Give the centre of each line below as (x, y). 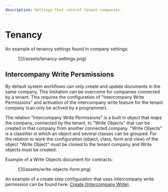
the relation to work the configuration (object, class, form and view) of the (82, 139)
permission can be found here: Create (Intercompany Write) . (68, 184)
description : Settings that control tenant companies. (64, 10)
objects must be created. (31, 150)
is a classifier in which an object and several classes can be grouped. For (81, 134)
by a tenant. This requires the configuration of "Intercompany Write (75, 97)
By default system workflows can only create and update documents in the (83, 87)
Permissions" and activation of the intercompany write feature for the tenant (84, 103)
